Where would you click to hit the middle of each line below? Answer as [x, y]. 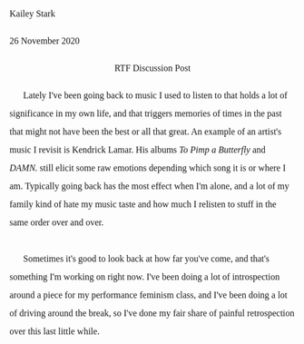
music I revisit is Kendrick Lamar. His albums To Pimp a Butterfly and [137, 150]
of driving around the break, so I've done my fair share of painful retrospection [152, 313]
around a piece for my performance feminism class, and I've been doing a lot [148, 295]
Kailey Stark [33, 14]
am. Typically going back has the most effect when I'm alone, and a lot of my [150, 186]
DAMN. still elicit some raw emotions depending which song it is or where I [148, 168]
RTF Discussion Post [152, 68]
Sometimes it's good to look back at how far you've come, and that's [146, 259]
